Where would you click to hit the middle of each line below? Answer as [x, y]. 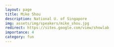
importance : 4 [20, 32]
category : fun [20, 37]
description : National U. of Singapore [46, 19]
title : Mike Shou [23, 14]
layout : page [19, 10]
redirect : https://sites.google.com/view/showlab [57, 28]
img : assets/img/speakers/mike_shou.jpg [47, 23]
